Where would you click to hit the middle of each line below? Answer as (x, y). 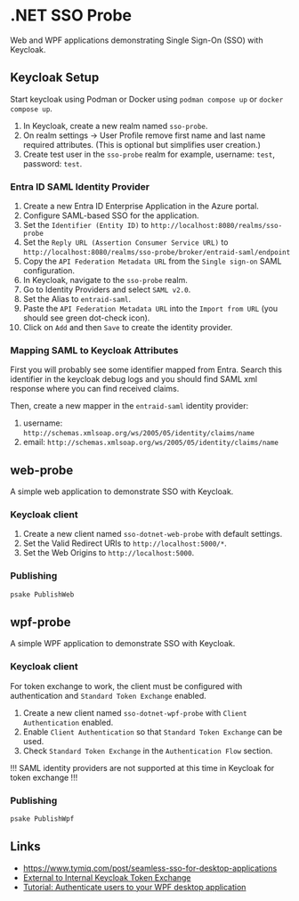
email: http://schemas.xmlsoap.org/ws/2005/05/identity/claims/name (151, 442)
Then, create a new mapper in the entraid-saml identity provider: (129, 406)
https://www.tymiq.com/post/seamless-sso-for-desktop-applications (150, 868)
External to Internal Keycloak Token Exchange (107, 877)
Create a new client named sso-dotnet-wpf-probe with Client (135, 712)
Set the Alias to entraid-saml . (77, 299)
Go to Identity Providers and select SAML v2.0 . (107, 289)
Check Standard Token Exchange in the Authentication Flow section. (148, 751)
